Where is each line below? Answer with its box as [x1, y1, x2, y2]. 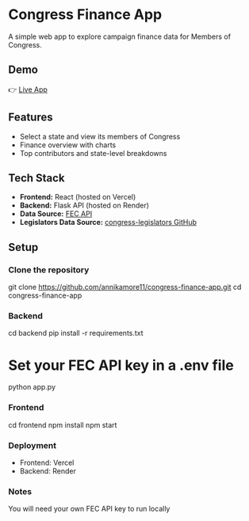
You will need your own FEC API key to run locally [8, 504, 170, 514]
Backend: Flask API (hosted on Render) [19, 200, 149, 211]
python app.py [8, 382, 56, 392]
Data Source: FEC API [19, 209, 93, 219]
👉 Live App [8, 85, 48, 94]
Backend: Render [19, 466, 77, 476]
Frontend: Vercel [19, 458, 75, 467]
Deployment [8, 439, 57, 451]
